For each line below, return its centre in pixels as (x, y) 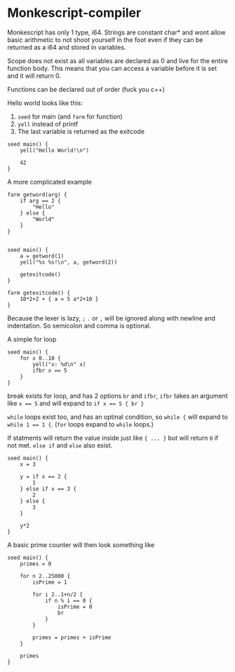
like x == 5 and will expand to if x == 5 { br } (76, 403)
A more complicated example (50, 182)
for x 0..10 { (40, 358)
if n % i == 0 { (68, 600)
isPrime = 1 (50, 582)
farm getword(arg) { (38, 194)
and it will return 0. (34, 76)
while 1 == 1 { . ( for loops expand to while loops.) (81, 424)
